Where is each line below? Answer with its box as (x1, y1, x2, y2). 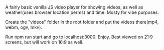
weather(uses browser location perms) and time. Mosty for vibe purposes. (5, 9, 159, 15)
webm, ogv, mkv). (5, 24, 43, 30)
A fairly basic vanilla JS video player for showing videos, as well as (5, 4, 143, 10)
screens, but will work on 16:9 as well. (5, 39, 84, 45)
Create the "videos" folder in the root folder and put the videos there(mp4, (5, 19, 159, 25)
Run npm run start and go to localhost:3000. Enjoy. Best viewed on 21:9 (5, 34, 153, 40)
